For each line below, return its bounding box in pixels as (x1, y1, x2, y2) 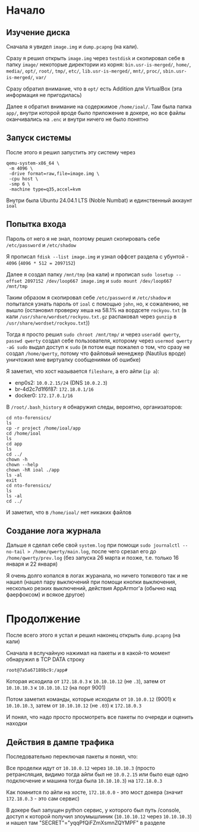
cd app (6, 441, 23, 447)
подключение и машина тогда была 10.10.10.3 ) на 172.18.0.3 (6, 777, 162, 784)
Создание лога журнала (6, 526, 102, 536)
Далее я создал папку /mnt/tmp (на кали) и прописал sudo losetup (6, 270, 173, 278)
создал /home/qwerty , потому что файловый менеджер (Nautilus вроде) (6, 350, 186, 357)
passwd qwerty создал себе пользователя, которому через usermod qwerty (6, 337, 192, 344)
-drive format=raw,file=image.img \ (8, 170, 100, 176)
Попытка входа (6, 219, 67, 229)
